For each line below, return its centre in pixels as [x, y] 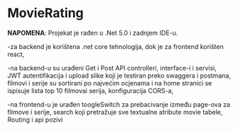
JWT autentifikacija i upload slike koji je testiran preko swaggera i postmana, [119, 75]
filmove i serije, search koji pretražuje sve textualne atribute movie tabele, [115, 112]
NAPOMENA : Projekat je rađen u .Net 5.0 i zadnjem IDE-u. [93, 33]
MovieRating [45, 13]
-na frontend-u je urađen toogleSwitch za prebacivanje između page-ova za [119, 104]
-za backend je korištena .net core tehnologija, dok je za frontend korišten [115, 46]
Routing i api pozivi [35, 120]
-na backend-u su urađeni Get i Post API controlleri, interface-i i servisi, [112, 68]
